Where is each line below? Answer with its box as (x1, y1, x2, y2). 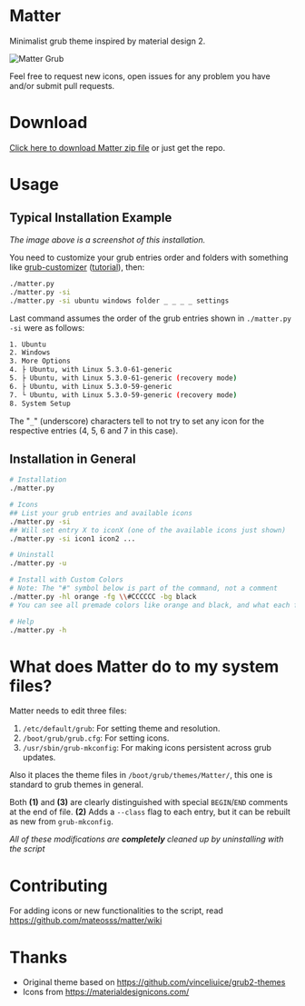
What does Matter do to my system (9, 656, 280, 677)
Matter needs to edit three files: (9, 705, 127, 716)
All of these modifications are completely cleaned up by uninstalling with (9, 833, 284, 845)
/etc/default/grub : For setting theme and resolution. (22, 723, 221, 734)
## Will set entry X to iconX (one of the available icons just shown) (9, 525, 286, 534)
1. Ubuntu (9, 340, 47, 349)
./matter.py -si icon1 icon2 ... (9, 533, 136, 543)
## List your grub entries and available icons (9, 508, 193, 518)
